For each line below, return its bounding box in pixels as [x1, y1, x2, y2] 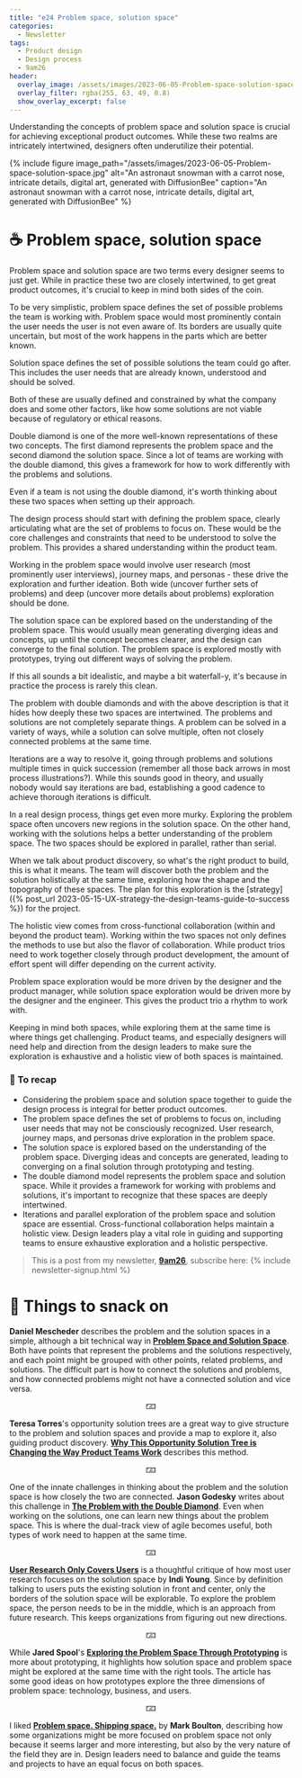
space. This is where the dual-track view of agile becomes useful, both [9, 1520, 272, 1531]
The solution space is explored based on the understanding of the [22, 1142, 267, 1153]
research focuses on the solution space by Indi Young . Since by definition [9, 1574, 283, 1585]
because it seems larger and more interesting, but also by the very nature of [9, 1738, 291, 1750]
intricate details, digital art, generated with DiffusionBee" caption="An [9, 177, 268, 188]
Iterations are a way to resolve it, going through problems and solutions [9, 753, 273, 765]
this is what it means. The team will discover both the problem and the [9, 865, 270, 876]
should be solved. [9, 377, 75, 388]
